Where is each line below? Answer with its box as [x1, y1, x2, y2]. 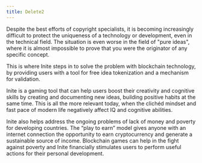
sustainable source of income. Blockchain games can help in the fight [6, 137, 179, 144]
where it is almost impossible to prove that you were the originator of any [6, 45, 188, 52]
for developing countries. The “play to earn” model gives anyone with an [6, 124, 186, 131]
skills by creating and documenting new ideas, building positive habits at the [6, 93, 196, 100]
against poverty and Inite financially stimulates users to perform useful [6, 143, 182, 150]
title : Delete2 [6, 8, 45, 15]
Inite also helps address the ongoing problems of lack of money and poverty [6, 118, 196, 125]
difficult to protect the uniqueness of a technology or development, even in [6, 31, 192, 39]
